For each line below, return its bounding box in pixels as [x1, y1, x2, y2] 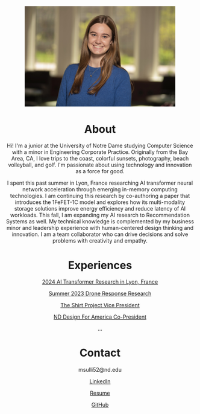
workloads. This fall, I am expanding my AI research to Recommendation [10, 211, 190, 219]
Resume [90, 389, 110, 397]
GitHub [91, 401, 109, 409]
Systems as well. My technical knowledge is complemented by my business [5, 218, 195, 225]
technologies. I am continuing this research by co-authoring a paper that [10, 193, 190, 200]
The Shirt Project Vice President [60, 302, 140, 309]
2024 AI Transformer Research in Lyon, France [42, 278, 158, 285]
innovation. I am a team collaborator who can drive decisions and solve [11, 231, 189, 238]
